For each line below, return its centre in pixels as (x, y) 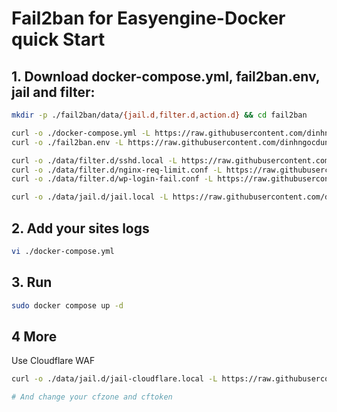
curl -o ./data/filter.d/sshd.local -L (94, 160)
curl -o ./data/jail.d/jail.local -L (90, 197)
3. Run (32, 282)
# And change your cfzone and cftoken (92, 397)
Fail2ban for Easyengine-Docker (148, 18)
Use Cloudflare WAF (53, 361)
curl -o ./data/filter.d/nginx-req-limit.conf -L (117, 170)
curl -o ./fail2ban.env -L (67, 142)
